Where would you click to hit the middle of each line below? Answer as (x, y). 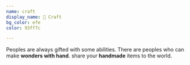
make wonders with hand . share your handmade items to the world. (89, 56)
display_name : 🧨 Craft (34, 17)
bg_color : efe (24, 22)
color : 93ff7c (24, 28)
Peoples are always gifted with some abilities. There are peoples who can (95, 50)
